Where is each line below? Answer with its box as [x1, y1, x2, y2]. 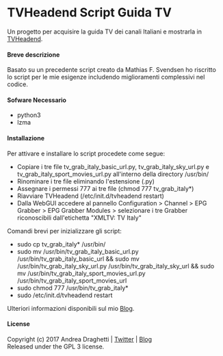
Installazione [7, 133, 44, 142]
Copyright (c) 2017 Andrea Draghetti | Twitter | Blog [7, 335, 153, 343]
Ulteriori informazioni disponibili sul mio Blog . [7, 304, 135, 312]
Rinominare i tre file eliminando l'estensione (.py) [16, 177, 155, 186]
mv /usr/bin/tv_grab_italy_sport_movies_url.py [16, 269, 146, 277]
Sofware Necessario [7, 96, 67, 104]
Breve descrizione [7, 50, 60, 59]
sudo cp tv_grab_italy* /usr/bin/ [16, 240, 106, 248]
